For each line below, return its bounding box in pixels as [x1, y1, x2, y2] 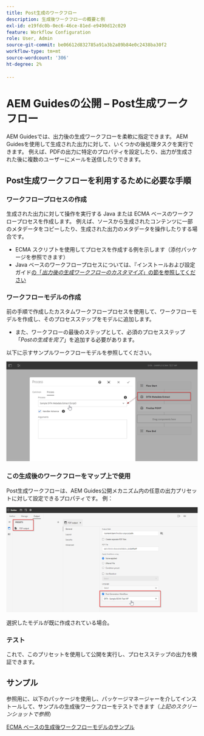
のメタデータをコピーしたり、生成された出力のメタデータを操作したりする [6, 225, 192, 233]
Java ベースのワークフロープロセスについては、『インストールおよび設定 [15, 261, 195, 268]
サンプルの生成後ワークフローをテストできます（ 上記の [37, 703, 176, 710]
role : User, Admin [6, 35, 53, 42]
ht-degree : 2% [6, 61, 42, 67]
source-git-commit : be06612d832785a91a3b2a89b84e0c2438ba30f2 [6, 42, 167, 48]
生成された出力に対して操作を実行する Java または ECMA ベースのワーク [6, 210, 188, 217]
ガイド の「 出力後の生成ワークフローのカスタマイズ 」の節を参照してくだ [15, 268, 196, 276]
